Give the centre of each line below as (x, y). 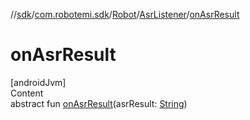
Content (27, 93)
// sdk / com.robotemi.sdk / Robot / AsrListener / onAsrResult (125, 14)
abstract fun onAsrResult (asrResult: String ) (99, 103)
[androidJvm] (38, 82)
